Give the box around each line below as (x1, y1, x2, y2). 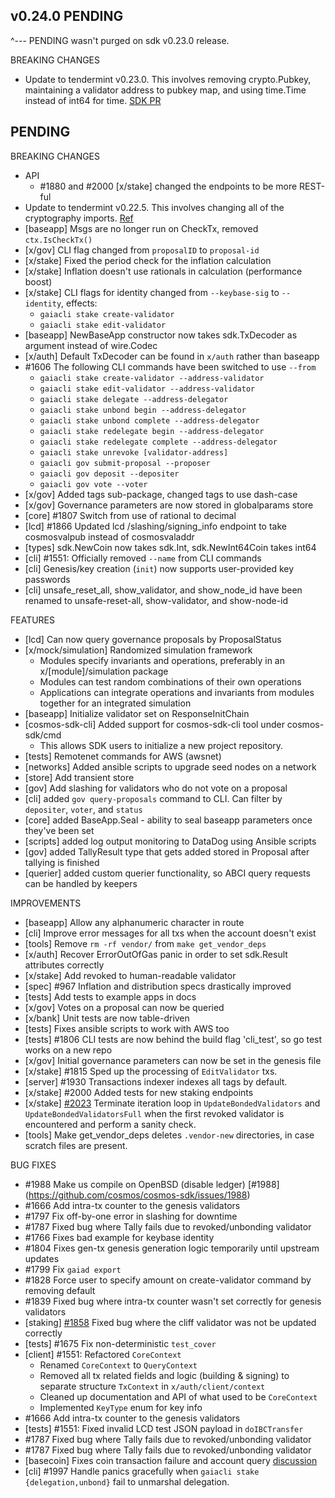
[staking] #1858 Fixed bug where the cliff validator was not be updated (24, 1316, 317, 1328)
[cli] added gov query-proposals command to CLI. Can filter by (24, 792, 283, 804)
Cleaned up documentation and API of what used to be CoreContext (39, 1390, 318, 1403)
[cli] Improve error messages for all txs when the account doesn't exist (24, 927, 317, 939)
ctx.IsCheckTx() (24, 235, 93, 245)
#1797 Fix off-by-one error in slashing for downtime (24, 1210, 238, 1222)
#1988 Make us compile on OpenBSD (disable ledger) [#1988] (24, 1178, 280, 1190)
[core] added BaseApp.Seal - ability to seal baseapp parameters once (24, 814, 313, 826)
